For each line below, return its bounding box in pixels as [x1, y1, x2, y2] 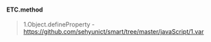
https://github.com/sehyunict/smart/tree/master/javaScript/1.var [23, 28, 204, 36]
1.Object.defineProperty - [23, 20, 95, 28]
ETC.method [6, 5, 43, 14]
